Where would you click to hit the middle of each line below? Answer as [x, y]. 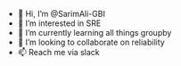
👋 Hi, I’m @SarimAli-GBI [61, 14]
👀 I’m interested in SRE [59, 23]
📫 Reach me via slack [58, 52]
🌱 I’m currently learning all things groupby [95, 33]
